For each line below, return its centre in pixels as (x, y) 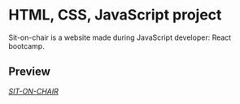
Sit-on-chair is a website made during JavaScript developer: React (120, 37)
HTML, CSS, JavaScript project (115, 15)
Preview (30, 72)
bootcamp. (26, 45)
